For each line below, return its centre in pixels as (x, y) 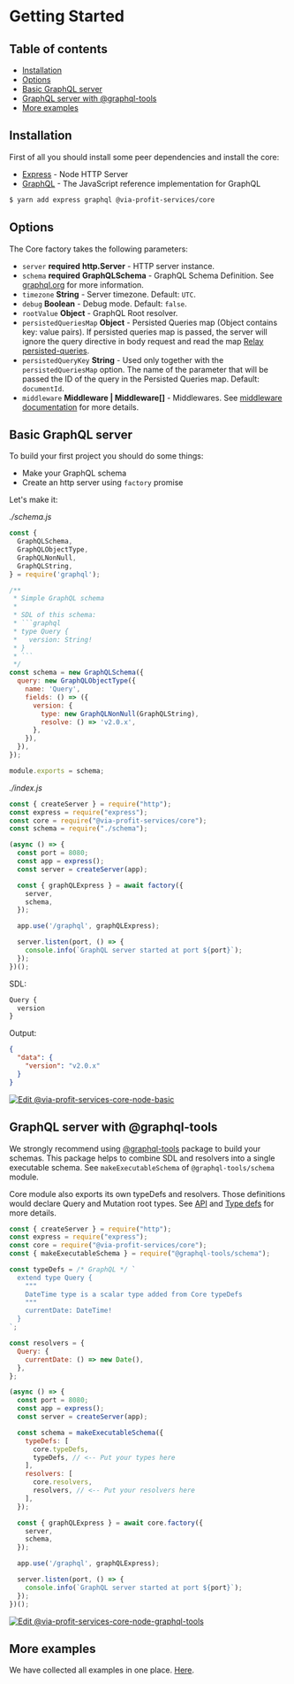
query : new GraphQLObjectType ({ (77, 681)
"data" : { (35, 1058)
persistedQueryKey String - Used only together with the (123, 359)
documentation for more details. (80, 407)
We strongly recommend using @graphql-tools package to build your (135, 1148)
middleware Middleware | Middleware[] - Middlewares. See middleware (152, 398)
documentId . (43, 388)
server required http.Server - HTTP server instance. (118, 266)
